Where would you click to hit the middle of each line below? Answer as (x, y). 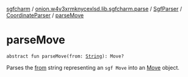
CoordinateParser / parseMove (45, 15)
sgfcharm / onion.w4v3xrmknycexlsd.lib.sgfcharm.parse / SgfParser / (94, 9)
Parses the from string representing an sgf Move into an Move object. (93, 67)
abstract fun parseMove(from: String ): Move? (65, 56)
